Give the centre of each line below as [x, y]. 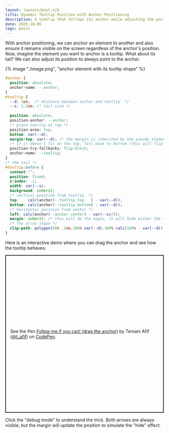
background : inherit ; [32, 191]
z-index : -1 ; [23, 181]
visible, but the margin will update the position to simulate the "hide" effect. [83, 425]
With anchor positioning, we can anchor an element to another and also [79, 43]
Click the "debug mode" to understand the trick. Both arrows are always [80, 420]
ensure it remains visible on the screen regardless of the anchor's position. [83, 48]
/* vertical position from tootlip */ [52, 195]
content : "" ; [22, 172]
